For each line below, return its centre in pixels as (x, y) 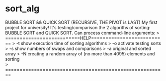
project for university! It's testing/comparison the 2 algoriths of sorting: (78, 27)
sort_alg (22, 9)
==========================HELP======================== (83, 38)
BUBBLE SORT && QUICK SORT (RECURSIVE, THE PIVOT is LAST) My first (81, 22)
